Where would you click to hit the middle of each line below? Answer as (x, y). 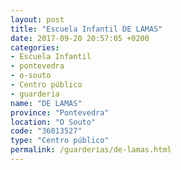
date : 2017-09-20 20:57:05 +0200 (80, 38)
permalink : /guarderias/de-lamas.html (91, 150)
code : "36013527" (46, 131)
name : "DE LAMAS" (46, 103)
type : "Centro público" (60, 141)
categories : (35, 47)
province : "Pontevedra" (60, 112)
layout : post (37, 19)
